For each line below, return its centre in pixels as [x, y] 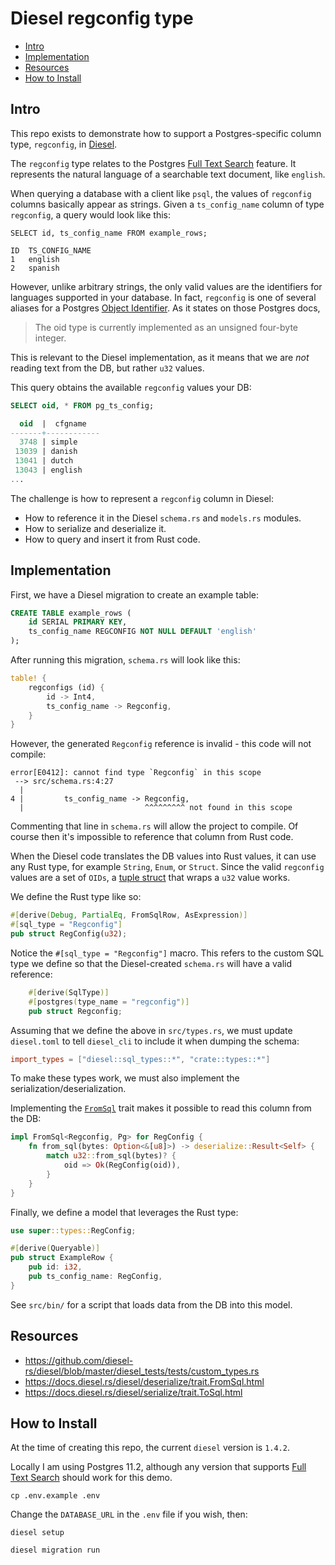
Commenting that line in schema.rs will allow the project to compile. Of [154, 826]
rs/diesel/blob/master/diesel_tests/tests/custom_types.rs [142, 1371]
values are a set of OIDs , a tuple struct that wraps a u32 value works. [150, 878]
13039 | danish [46, 452]
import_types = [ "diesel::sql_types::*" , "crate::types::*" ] [140, 1059]
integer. [50, 338]
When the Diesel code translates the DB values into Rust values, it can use [163, 856]
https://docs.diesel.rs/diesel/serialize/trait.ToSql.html [133, 1392]
